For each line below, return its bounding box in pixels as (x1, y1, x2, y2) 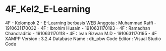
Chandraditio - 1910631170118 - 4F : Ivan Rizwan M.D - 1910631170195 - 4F (5, 30, 157, 36)
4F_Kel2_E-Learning (5, 3, 91, 15)
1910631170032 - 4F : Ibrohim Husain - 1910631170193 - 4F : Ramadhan (5, 25, 150, 31)
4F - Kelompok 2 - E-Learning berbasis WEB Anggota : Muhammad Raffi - (5, 20, 157, 26)
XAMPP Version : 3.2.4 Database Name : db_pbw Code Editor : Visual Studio (5, 36, 161, 42)
